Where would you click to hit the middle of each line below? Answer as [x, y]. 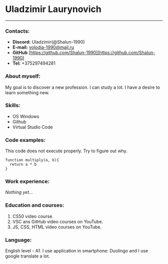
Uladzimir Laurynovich [53, 9]
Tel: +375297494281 [34, 63]
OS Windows [26, 116]
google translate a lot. [27, 256]
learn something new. [27, 92]
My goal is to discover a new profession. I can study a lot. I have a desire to [83, 87]
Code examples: [25, 140]
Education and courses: [35, 205]
